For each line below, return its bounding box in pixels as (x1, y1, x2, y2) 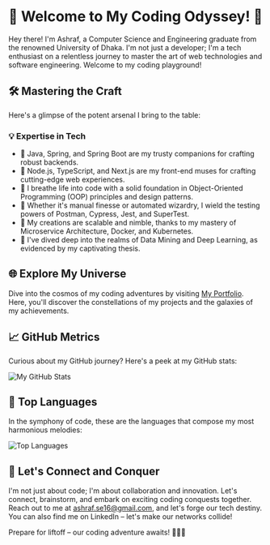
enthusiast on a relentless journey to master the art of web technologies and (8, 51, 263, 61)
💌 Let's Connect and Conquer (8, 464, 160, 478)
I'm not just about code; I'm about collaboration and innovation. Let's (8, 486, 238, 496)
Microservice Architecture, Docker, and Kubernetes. (19, 226, 194, 236)
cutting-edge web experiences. (19, 174, 125, 185)
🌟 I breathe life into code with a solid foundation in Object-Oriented (19, 183, 244, 193)
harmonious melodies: (8, 425, 82, 435)
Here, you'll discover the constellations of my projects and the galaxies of (8, 297, 253, 307)
